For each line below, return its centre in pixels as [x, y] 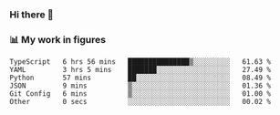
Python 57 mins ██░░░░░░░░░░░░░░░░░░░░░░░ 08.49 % [140, 78]
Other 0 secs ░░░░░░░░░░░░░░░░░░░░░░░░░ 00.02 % [140, 102]
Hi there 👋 [32, 15]
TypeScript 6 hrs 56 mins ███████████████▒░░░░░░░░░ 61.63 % [140, 62]
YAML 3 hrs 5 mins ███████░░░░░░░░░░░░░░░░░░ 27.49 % [140, 70]
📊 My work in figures [58, 39]
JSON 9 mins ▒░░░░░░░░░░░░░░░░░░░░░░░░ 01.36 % [140, 86]
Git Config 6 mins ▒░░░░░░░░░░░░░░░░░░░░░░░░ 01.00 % [140, 94]
